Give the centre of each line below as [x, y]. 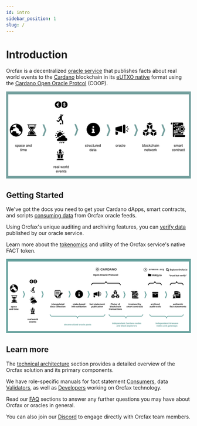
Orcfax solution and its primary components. [60, 370]
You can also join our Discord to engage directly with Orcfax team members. [98, 417]
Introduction [37, 54]
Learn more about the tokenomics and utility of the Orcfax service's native [96, 244]
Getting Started [35, 195]
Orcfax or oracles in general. [40, 405]
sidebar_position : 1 [31, 19]
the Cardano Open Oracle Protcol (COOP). [57, 83]
